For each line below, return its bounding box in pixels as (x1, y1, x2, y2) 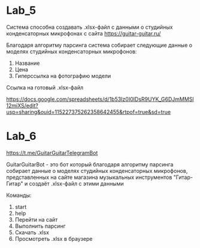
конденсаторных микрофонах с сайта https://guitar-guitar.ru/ (6, 29, 161, 37)
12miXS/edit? (6, 101, 39, 109)
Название (14, 59, 40, 67)
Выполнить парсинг (14, 222, 66, 229)
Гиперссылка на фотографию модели (14, 72, 111, 79)
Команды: (6, 192, 32, 199)
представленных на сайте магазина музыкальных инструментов (6, 174, 172, 181)
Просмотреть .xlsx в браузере (14, 235, 93, 242)
